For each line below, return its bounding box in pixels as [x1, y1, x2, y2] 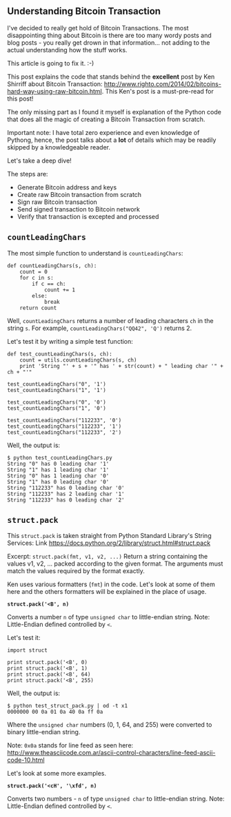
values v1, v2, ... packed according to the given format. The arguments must [7, 559, 223, 568]
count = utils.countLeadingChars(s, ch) [19, 356, 137, 364]
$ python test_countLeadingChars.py [7, 454, 112, 461]
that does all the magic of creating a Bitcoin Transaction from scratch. [7, 115, 205, 123]
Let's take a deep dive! [7, 156, 72, 165]
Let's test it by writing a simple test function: [7, 337, 133, 345]
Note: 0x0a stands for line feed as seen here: [7, 741, 134, 749]
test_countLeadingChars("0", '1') [7, 380, 107, 388]
